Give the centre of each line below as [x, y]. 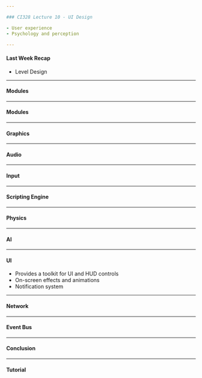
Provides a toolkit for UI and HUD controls [67, 274]
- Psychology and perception [43, 34]
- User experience [29, 28]
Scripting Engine [28, 197]
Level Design [31, 71]
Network [17, 306]
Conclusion [21, 348]
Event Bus [19, 327]
